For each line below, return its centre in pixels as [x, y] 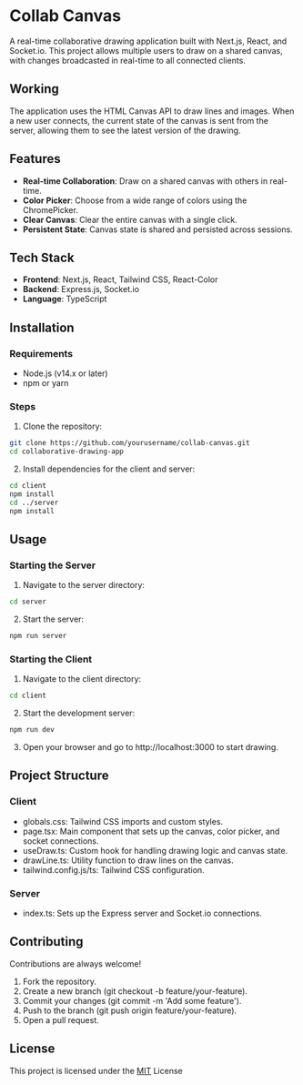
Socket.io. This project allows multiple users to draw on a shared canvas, [146, 50]
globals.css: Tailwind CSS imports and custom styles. [123, 821]
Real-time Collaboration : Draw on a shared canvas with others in [145, 181]
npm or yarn [45, 383]
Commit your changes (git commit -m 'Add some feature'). [132, 1000]
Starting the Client [51, 659]
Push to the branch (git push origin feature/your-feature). [130, 1010]
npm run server [38, 636]
